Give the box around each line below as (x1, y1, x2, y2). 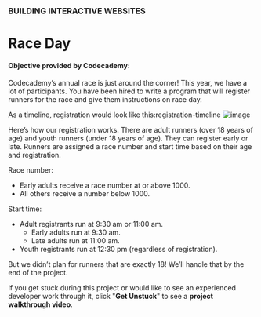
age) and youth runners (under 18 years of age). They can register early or (8, 133, 248, 143)
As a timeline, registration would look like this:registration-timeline (8, 110, 221, 119)
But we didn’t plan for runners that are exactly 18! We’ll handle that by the (8, 260, 245, 269)
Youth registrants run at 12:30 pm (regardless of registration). (19, 245, 218, 254)
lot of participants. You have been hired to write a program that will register (8, 86, 251, 96)
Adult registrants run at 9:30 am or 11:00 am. (19, 220, 163, 229)
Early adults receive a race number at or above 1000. (19, 180, 190, 190)
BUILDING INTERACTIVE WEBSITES (8, 5, 147, 16)
